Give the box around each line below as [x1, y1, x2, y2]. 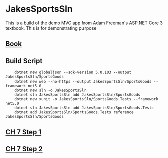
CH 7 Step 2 [5, 144, 43, 153]
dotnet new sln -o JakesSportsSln [14, 88, 87, 93]
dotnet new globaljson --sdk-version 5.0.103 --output [14, 70, 132, 75]
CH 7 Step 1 [5, 128, 42, 136]
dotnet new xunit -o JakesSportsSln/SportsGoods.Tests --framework [14, 97, 158, 102]
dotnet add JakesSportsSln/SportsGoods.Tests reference [14, 110, 134, 115]
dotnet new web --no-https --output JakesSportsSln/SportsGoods [14, 79, 152, 84]
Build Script [5, 56, 43, 65]
